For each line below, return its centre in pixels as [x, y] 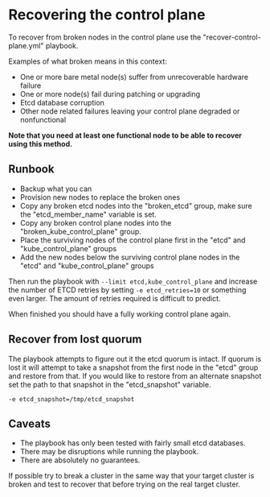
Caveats [29, 423]
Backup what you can [56, 188]
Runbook [31, 170]
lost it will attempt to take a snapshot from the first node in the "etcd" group [133, 367]
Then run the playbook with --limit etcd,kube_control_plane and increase [133, 281]
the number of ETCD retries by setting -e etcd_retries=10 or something [127, 290]
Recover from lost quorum [75, 340]
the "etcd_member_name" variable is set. [88, 214]
